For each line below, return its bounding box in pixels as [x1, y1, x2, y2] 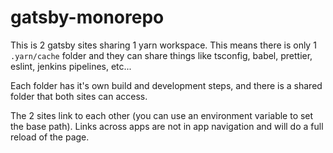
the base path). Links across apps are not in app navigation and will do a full [10, 120, 324, 132]
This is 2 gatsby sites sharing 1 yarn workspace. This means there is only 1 [10, 39, 317, 51]
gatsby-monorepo [10, 6, 165, 29]
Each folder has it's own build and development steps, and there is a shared [10, 79, 323, 91]
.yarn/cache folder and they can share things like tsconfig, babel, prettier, [10, 49, 313, 61]
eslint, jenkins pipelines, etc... [10, 60, 132, 72]
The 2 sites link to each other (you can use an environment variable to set [10, 109, 314, 121]
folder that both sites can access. [10, 90, 148, 102]
